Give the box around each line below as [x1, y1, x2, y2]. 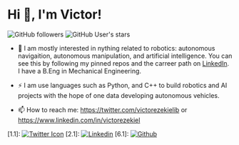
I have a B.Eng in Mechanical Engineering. [17, 66, 141, 75]
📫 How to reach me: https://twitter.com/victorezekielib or [17, 105, 188, 114]
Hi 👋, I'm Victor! [7, 6, 102, 23]
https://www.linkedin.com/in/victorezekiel [17, 116, 141, 124]
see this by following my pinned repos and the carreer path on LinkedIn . [17, 59, 230, 67]
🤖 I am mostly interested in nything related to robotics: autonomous [17, 44, 215, 52]
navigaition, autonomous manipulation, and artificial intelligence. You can [17, 51, 233, 60]
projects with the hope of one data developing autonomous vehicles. [17, 91, 220, 99]
